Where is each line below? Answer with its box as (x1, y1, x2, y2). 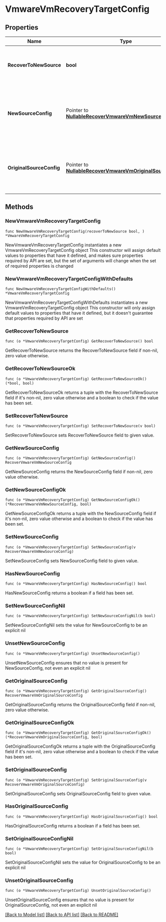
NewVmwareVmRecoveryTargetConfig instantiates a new (5, 242, 122, 248)
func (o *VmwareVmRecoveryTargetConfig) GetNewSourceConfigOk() (5, 497, 140, 503)
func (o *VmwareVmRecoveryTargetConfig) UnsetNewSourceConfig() (5, 651, 140, 656)
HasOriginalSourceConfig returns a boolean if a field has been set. (5, 823, 141, 828)
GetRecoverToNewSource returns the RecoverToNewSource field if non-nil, (5, 347, 159, 353)
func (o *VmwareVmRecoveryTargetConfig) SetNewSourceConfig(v (5, 544, 136, 550)
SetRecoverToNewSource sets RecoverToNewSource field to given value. (5, 432, 155, 438)
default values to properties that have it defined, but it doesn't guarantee (5, 310, 153, 316)
